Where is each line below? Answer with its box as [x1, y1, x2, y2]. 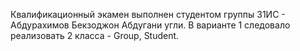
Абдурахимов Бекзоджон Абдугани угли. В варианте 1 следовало [10, 19, 291, 31]
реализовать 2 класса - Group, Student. [10, 30, 180, 41]
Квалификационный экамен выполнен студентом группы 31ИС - [10, 9, 286, 20]
